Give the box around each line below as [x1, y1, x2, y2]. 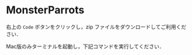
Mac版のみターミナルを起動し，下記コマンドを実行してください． [6, 43, 165, 50]
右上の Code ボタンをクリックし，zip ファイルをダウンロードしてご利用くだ [6, 23, 187, 30]
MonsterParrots [6, 3, 85, 17]
